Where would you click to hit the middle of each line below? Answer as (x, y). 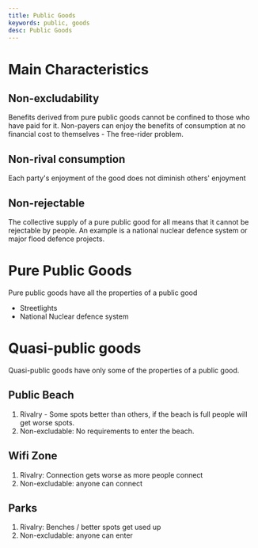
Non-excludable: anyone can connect (81, 483)
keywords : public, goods (49, 23)
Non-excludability (54, 98)
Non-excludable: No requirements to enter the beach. (107, 431)
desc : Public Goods (40, 30)
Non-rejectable (47, 203)
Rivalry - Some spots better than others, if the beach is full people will (133, 414)
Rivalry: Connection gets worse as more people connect (111, 474)
